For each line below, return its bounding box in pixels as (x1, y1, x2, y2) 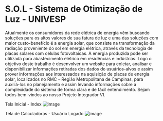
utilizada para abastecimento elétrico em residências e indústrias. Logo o (5, 55, 152, 61)
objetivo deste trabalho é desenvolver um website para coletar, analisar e (5, 61, 152, 67)
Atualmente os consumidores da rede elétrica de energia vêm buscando (5, 30, 150, 35)
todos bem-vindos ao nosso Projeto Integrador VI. (5, 91, 106, 98)
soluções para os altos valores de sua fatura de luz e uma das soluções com (5, 35, 159, 41)
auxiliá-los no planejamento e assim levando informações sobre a (5, 81, 137, 87)
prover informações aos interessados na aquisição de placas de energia (5, 71, 150, 77)
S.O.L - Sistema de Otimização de (5, 3, 143, 15)
